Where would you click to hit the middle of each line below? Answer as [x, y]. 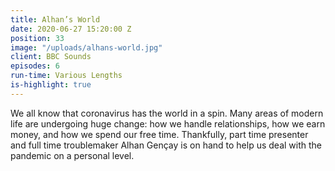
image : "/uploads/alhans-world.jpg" [86, 47]
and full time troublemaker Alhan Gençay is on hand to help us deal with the [166, 145]
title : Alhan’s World [55, 19]
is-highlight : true [51, 85]
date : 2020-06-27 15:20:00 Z [71, 29]
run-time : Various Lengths [66, 76]
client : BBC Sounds [51, 57]
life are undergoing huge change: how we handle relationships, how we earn [168, 123]
